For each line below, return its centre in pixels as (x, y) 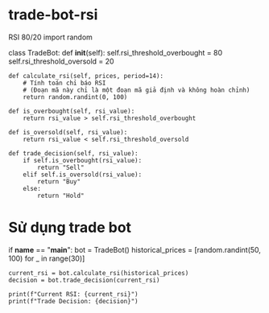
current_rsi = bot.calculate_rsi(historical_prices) (99, 273)
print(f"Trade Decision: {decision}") (73, 301)
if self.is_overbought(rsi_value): (83, 160)
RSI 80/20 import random (50, 37)
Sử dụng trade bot (70, 228)
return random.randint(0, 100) (75, 97)
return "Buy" (59, 181)
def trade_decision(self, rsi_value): (73, 153)
